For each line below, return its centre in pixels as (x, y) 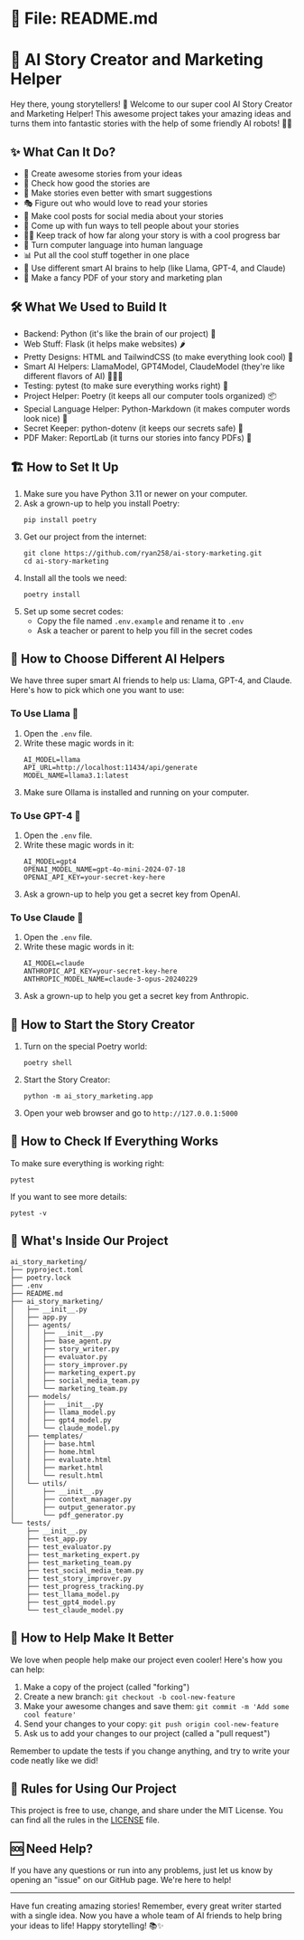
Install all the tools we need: (75, 577)
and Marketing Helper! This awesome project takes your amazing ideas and (151, 114)
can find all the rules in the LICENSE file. (85, 1820)
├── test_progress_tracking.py (85, 1586)
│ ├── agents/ (41, 1325)
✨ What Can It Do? (63, 152)
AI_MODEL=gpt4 (50, 861)
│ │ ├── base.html (53, 1444)
